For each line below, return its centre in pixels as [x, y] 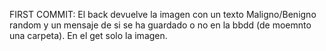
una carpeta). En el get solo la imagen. [88, 35]
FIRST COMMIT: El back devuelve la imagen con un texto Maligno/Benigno [163, 14]
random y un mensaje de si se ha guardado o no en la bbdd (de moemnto [160, 25]
